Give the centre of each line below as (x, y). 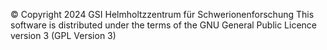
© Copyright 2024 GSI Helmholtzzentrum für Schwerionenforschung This (162, 14)
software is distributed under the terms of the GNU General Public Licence (164, 25)
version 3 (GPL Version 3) (63, 35)
